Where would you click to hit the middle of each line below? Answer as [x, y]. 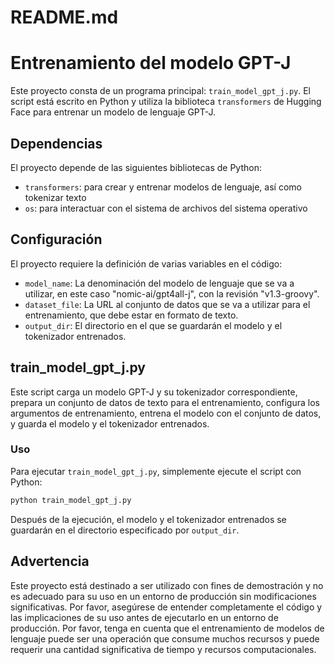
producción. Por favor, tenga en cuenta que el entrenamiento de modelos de [167, 628]
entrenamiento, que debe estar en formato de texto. [131, 315]
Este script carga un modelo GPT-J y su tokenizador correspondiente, [154, 392]
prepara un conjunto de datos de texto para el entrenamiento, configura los [165, 402]
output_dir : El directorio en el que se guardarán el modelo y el [153, 325]
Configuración [56, 239]
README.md [64, 17]
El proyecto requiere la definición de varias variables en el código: [146, 263]
